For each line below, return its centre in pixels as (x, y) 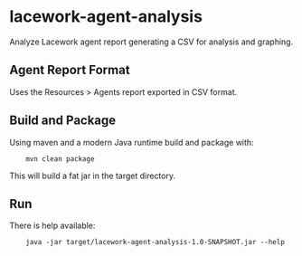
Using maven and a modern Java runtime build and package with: (132, 142)
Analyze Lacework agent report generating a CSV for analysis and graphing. (151, 42)
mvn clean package (60, 159)
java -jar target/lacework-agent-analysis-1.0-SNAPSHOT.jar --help (155, 242)
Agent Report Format (70, 70)
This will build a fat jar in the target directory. (93, 175)
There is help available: (52, 226)
